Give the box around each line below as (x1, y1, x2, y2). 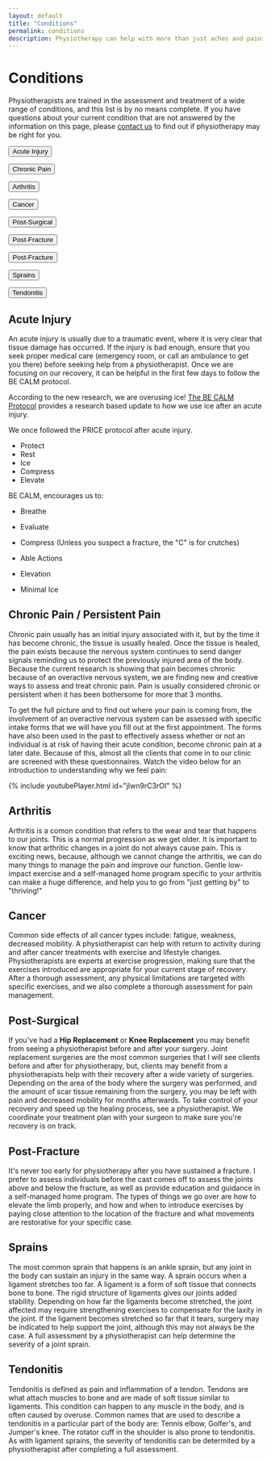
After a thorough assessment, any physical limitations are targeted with (8, 974, 244, 983)
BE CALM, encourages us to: (8, 491, 104, 501)
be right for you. (8, 130, 62, 140)
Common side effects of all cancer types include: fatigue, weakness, (8, 930, 236, 940)
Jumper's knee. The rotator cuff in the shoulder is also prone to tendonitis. (8, 1426, 256, 1437)
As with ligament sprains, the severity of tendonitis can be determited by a (8, 1435, 256, 1445)
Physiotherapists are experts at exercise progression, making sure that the (8, 956, 256, 966)
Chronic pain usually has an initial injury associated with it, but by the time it (8, 629, 261, 639)
